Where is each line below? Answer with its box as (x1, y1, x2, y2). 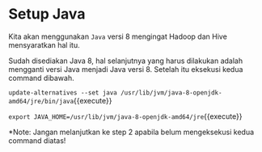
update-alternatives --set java (8, 88, 117, 97)
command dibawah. (8, 73, 74, 82)
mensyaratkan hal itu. (8, 40, 80, 49)
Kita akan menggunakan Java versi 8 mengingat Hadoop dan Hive (8, 32, 228, 41)
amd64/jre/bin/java (8, 97, 74, 105)
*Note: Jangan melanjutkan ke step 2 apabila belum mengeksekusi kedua (8, 127, 255, 137)
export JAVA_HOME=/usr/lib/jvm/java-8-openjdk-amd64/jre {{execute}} (8, 111, 243, 121)
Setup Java (8, 5, 86, 23)
